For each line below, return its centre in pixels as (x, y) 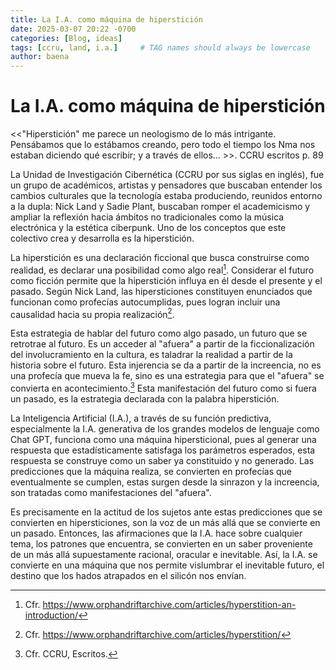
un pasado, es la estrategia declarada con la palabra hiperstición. (145, 399)
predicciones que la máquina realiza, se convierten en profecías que (151, 472)
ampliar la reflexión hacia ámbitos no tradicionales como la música (147, 217)
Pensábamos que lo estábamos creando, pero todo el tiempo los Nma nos (163, 145)
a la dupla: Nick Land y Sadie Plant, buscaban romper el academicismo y (160, 207)
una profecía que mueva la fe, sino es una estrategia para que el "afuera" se (167, 376)
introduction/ (51, 615)
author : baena (40, 57)
